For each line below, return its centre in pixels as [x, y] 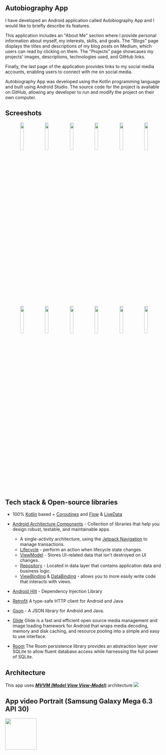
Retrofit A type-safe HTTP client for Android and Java [68, 601]
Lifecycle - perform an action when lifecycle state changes [80, 550]
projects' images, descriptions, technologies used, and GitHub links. [75, 57]
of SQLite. [23, 657]
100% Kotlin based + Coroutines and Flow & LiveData [67, 514]
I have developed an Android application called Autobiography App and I [80, 20]
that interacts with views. [45, 582]
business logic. [35, 571]
